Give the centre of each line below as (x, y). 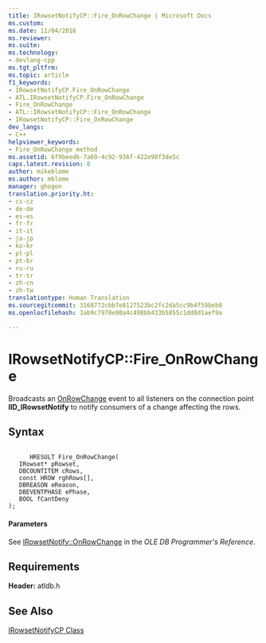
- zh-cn (21, 283)
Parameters (28, 523)
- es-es (21, 216)
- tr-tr (21, 276)
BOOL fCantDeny (44, 499)
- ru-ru (21, 268)
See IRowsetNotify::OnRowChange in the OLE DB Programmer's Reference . (132, 542)
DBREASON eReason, (49, 485)
